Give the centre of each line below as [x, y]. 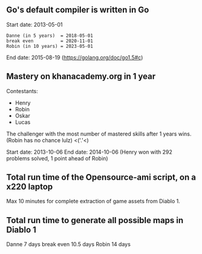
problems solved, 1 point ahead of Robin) [57, 158]
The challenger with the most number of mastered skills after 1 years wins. [99, 134]
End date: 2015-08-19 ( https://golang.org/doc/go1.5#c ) [75, 57]
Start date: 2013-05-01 [34, 24]
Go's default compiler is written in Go [78, 10]
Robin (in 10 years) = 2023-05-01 [50, 46]
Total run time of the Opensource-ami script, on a [101, 177]
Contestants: [22, 91]
